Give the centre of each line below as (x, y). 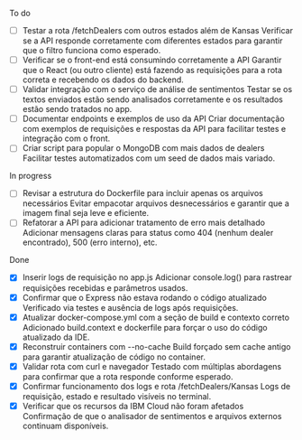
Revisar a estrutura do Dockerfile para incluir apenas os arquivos (142, 193)
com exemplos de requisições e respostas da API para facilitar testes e (154, 129)
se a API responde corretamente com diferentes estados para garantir (152, 41)
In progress (31, 176)
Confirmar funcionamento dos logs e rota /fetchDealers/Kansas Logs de (156, 386)
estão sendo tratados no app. (77, 109)
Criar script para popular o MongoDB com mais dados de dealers (143, 148)
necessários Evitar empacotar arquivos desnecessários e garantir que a (156, 203)
